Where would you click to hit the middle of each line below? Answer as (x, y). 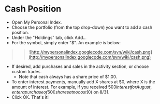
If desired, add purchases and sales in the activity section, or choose (80, 66)
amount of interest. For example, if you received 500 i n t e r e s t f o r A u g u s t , (81, 87)
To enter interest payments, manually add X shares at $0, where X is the (83, 82)
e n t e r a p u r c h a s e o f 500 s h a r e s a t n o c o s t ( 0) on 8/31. (60, 92)
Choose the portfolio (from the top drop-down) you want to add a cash (82, 27)
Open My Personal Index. (37, 22)
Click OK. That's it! (30, 97)
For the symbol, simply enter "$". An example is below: (66, 42)
